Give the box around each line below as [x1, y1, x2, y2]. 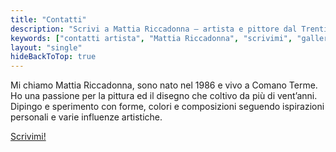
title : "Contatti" [10, 14, 87, 25]
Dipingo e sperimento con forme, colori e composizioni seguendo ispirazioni [10, 101, 325, 113]
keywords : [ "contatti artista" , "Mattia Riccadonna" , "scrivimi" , [10, 33, 293, 43]
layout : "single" [10, 42, 83, 53]
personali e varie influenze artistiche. [10, 111, 163, 123]
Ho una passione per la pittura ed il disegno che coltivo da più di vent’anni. [10, 90, 318, 102]
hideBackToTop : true [10, 52, 97, 62]
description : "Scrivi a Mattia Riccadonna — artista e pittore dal [10, 24, 298, 34]
